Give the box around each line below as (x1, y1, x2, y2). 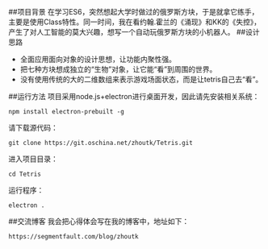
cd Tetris (8, 170, 42, 178)
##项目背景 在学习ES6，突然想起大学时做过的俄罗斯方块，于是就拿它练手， (8, 7, 259, 16)
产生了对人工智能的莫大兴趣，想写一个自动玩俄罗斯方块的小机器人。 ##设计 (8, 27, 260, 36)
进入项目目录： (8, 154, 58, 164)
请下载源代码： (8, 123, 58, 132)
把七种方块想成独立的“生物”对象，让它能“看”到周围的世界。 (19, 64, 217, 74)
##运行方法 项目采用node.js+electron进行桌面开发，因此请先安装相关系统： (8, 92, 260, 101)
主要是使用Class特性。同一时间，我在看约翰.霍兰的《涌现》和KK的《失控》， (8, 17, 262, 27)
